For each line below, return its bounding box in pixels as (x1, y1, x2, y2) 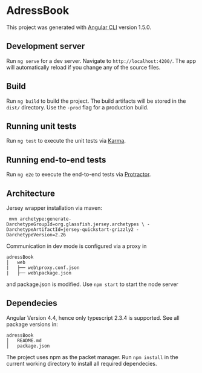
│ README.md (6, 337, 42, 343)
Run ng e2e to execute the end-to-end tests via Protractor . (6, 170, 151, 178)
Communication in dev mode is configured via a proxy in (6, 242, 147, 250)
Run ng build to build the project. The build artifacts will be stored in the (6, 97, 186, 105)
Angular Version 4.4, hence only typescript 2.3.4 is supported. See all (6, 314, 180, 321)
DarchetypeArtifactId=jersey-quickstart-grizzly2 (6, 227, 134, 233)
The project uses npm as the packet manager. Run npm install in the (6, 353, 178, 360)
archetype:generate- (19, 216, 71, 222)
